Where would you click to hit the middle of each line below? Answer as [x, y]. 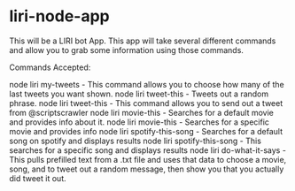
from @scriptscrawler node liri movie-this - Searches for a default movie [142, 112]
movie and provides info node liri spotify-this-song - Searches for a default [146, 131]
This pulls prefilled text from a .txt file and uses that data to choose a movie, [148, 159]
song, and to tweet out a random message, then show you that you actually [147, 169]
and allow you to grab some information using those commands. [126, 50]
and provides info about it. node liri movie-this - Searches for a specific [140, 122]
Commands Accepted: [50, 67]
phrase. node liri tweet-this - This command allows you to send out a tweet [146, 103]
